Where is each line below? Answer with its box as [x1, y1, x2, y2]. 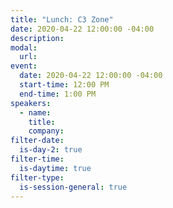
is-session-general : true [19, 182, 128, 192]
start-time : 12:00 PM [19, 80, 110, 90]
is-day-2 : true [19, 145, 83, 155]
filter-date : [10, 136, 65, 146]
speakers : [10, 98, 52, 108]
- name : [19, 107, 52, 118]
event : [10, 61, 38, 71]
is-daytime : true [19, 163, 92, 173]
